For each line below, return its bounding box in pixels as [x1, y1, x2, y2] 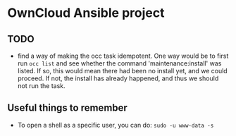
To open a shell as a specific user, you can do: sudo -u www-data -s [17, 120, 214, 129]
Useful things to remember [7, 102, 128, 114]
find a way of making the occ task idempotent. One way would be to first [17, 51, 229, 60]
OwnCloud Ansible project [7, 5, 165, 21]
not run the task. [17, 82, 66, 89]
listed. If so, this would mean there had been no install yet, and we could [17, 67, 228, 75]
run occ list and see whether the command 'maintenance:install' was [17, 59, 222, 68]
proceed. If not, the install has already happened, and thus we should [17, 74, 219, 82]
